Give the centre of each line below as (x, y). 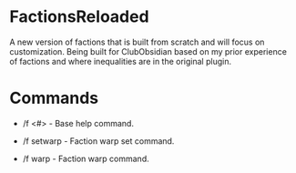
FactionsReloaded (79, 17)
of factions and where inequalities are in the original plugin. (121, 61)
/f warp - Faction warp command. (86, 158)
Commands (54, 98)
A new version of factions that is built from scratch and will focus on (137, 42)
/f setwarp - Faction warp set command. (98, 141)
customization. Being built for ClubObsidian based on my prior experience (148, 51)
